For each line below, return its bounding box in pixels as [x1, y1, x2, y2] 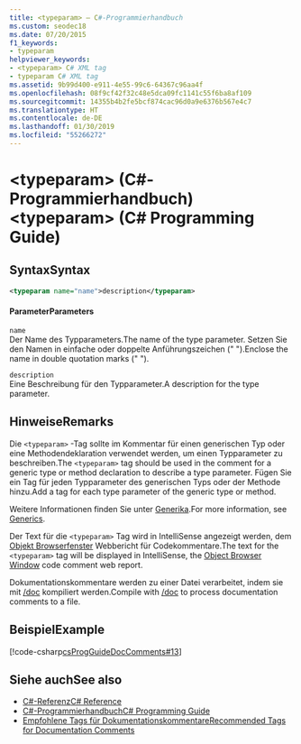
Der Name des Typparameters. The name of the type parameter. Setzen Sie [9, 334, 287, 344]
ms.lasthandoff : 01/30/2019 [9, 123, 115, 132]
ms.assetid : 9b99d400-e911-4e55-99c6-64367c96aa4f [9, 80, 204, 89]
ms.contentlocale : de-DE [9, 114, 103, 123]
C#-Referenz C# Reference [22, 696, 122, 707]
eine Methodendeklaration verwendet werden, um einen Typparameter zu [9, 447, 284, 458]
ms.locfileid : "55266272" [9, 131, 106, 140]
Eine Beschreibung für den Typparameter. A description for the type [9, 378, 260, 389]
